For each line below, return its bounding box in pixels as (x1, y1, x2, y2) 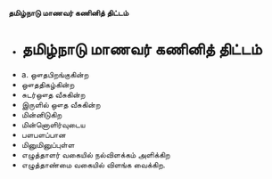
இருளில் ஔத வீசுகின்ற (21, 99, 101, 110)
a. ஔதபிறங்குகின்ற (21, 69, 89, 79)
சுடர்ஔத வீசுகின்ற (21, 89, 86, 100)
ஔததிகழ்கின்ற (21, 79, 75, 90)
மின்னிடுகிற (21, 109, 62, 119)
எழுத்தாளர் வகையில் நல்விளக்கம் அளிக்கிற (21, 149, 170, 159)
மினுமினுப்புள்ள (21, 139, 75, 150)
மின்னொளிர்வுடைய (21, 119, 86, 130)
